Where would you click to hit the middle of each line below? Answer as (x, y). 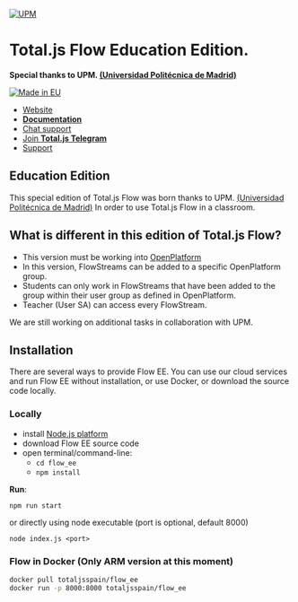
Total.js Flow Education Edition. (129, 50)
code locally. (33, 391)
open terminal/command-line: (77, 452)
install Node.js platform (65, 433)
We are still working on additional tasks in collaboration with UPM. (131, 322)
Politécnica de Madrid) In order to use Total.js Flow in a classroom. (132, 207)
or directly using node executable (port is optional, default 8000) (129, 522)
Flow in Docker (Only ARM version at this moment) (121, 561)
